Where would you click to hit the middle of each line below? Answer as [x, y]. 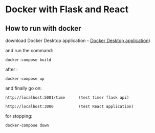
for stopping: [19, 116]
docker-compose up [25, 79]
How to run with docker [43, 28]
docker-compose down [27, 125]
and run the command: [29, 50]
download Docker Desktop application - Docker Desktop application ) [78, 40]
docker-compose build [28, 60]
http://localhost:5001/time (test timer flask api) [67, 98]
